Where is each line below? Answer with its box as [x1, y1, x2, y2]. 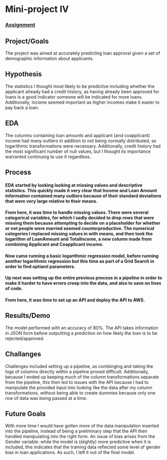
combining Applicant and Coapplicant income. [5, 241, 104, 247]
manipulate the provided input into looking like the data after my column [5, 384, 153, 390]
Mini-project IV [5, 4, 69, 15]
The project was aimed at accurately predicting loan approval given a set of [5, 50, 161, 56]
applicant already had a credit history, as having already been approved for [5, 89, 160, 95]
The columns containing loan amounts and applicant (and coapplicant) [5, 132, 151, 138]
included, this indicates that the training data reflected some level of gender [5, 444, 161, 450]
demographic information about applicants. [5, 55, 94, 61]
